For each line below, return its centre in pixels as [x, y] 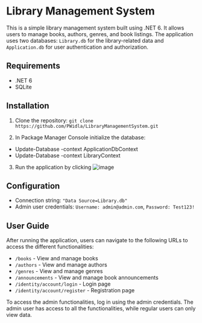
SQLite [23, 87]
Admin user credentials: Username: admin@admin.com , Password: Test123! [105, 207]
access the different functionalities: [50, 247]
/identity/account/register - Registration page [75, 290]
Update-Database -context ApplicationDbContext [77, 149]
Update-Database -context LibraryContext [68, 155]
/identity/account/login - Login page [63, 284]
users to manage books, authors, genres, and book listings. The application [100, 34]
